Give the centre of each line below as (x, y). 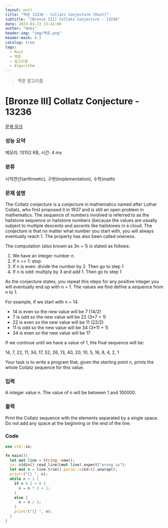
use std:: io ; (19, 446)
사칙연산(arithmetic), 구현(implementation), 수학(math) (60, 179)
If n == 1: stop (27, 261)
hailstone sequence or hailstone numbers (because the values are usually (81, 220)
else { (21, 497)
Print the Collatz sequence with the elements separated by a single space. (82, 418)
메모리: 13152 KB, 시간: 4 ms (34, 153)
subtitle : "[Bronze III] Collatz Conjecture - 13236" (63, 19)
